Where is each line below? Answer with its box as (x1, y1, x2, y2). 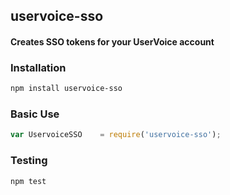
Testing (10, 154, 48, 168)
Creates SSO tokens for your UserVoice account (10, 35, 215, 48)
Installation (10, 60, 67, 74)
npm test (10, 176, 47, 186)
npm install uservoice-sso (10, 84, 123, 94)
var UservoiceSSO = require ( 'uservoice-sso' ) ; (10, 130, 222, 140)
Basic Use (10, 107, 60, 121)
